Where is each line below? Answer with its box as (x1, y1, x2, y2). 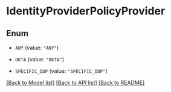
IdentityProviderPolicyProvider (6, 4, 166, 18)
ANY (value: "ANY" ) (15, 44, 59, 51)
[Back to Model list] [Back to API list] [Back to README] (6, 79, 145, 86)
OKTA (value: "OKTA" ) (15, 56, 65, 63)
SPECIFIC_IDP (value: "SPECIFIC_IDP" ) (15, 67, 108, 75)
